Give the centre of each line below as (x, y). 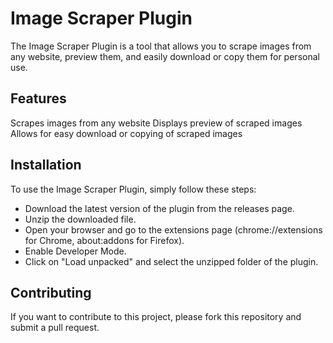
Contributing (51, 292)
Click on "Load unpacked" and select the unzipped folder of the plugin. (171, 261)
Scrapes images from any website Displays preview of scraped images (156, 123)
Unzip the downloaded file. (80, 219)
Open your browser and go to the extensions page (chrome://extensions (173, 229)
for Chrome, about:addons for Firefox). (104, 240)
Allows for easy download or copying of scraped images (126, 133)
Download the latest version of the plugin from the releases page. (159, 208)
